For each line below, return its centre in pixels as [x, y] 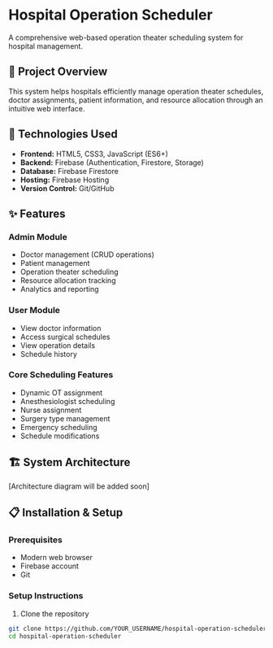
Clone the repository [54, 613]
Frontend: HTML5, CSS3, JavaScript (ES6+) [94, 154]
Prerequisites [35, 540]
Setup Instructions [46, 596]
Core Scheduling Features [61, 375]
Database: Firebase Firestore [69, 171]
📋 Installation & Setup [66, 513]
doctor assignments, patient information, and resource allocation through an [136, 100]
